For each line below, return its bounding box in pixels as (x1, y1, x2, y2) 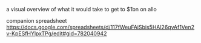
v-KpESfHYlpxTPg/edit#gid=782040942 (6, 30, 107, 37)
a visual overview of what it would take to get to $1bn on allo (6, 6, 157, 13)
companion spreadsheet (6, 17, 67, 24)
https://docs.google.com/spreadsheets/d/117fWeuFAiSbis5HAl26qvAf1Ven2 (6, 24, 195, 30)
